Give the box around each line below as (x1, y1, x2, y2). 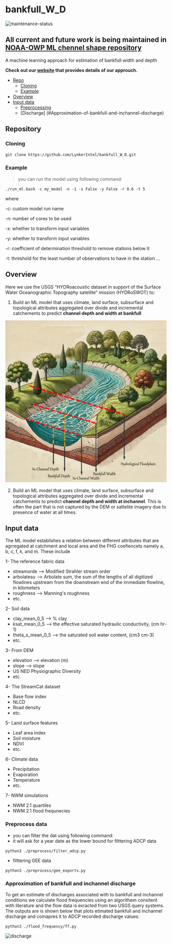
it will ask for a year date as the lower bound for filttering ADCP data (12, 838, 157, 844)
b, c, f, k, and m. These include (5, 549, 71, 555)
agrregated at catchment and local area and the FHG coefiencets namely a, (5, 543, 164, 549)
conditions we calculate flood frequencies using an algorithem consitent (5, 897, 158, 903)
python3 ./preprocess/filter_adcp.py (5, 848, 86, 854)
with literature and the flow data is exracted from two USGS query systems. (5, 902, 165, 909)
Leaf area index (12, 730, 46, 736)
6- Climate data (5, 756, 38, 762)
